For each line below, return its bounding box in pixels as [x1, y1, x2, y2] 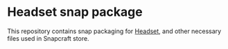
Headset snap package [7, 4, 143, 20]
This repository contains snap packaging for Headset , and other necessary [7, 27, 222, 35]
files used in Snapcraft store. [7, 34, 89, 42]
